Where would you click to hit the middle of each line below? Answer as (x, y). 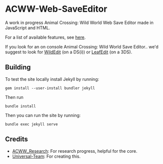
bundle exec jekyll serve (31, 124)
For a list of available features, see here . (46, 37)
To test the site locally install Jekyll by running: (52, 79)
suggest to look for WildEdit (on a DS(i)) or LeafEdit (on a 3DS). (69, 52)
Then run (14, 97)
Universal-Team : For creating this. (46, 156)
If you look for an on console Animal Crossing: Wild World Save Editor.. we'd (82, 47)
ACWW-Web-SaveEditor (56, 9)
